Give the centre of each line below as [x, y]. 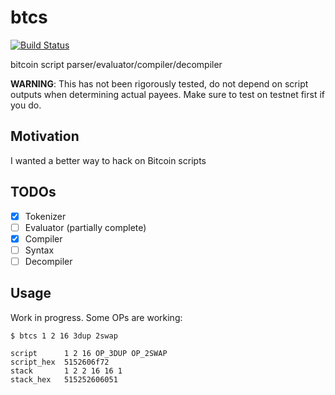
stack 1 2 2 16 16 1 [66, 371]
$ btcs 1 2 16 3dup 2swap [64, 336]
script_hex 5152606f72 [60, 362]
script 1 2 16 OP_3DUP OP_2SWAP [89, 353]
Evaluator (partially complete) [85, 227]
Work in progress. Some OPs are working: [96, 317]
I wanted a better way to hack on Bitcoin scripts [108, 160]
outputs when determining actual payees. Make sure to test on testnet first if [167, 94]
